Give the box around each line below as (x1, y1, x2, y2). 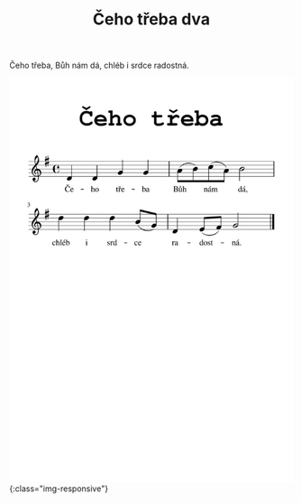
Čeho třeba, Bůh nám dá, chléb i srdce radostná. (9, 60, 189, 71)
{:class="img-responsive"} (9, 483, 109, 494)
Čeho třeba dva (93, 9, 210, 30)
